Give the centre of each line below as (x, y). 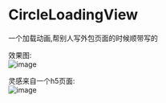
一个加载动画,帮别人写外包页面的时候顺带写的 (83, 38)
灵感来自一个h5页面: (42, 80)
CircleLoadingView (73, 15)
